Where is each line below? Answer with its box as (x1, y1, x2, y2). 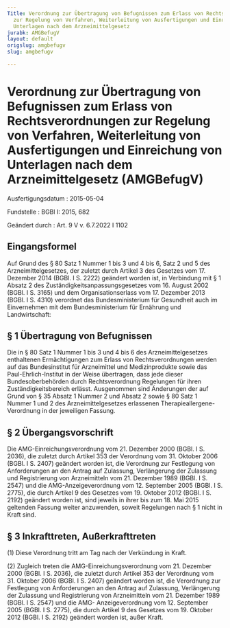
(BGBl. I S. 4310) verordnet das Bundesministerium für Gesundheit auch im (7, 295, 218, 304)
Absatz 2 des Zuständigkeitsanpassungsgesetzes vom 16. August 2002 (7, 281, 209, 289)
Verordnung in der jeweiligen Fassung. (7, 407, 116, 415)
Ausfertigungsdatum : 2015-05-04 (7, 194, 104, 203)
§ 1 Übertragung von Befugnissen (7, 330, 153, 342)
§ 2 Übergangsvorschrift (7, 427, 114, 438)
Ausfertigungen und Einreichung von (7, 142, 222, 158)
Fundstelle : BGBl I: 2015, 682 (7, 208, 90, 216)
